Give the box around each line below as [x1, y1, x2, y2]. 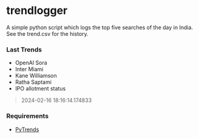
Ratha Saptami [15, 78, 52, 86]
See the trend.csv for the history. [6, 30, 89, 37]
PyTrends [15, 126, 39, 133]
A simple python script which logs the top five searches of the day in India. [6, 24, 193, 31]
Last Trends [6, 45, 42, 53]
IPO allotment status [15, 85, 66, 92]
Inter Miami [15, 66, 44, 73]
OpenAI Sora [15, 59, 47, 67]
